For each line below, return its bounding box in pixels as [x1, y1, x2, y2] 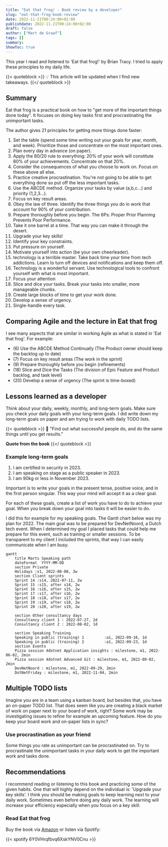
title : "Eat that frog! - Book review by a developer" [5, 7, 122, 13]
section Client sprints [14, 573, 64, 579]
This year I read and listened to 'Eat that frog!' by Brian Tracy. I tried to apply [5, 58, 163, 64]
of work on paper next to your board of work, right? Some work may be [5, 708, 153, 714]
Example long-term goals [5, 453, 68, 460]
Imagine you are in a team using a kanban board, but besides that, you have [5, 697, 162, 703]
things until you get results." [5, 431, 63, 437]
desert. [12, 228, 28, 234]
